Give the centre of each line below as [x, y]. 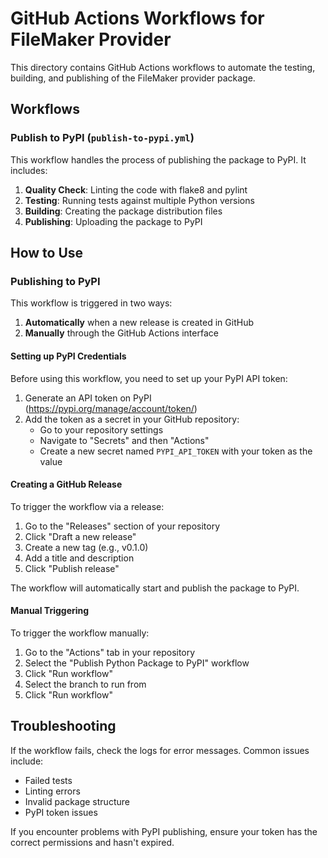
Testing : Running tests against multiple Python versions [139, 200]
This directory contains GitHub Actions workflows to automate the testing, [163, 67]
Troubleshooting [63, 726]
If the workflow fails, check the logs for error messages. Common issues [160, 750]
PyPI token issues [61, 812]
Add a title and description [79, 558]
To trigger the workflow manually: [80, 633]
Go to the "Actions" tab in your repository [110, 652]
